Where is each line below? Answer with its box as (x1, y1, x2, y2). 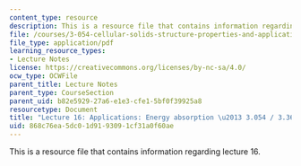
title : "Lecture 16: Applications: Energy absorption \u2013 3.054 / (9, 113, 275, 122)
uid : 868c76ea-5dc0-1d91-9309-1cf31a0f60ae (9, 122, 175, 131)
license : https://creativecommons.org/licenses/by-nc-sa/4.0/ (9, 64, 246, 73)
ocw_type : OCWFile (9, 72, 78, 81)
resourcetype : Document (9, 105, 99, 114)
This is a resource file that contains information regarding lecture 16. (9, 146, 262, 157)
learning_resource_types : (9, 47, 106, 56)
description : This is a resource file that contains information (9, 22, 258, 31)
